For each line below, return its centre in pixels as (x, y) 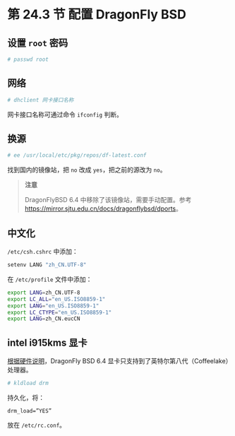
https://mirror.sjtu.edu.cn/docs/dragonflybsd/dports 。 (103, 208)
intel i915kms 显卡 (47, 342)
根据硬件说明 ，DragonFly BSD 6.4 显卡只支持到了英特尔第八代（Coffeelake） (118, 361)
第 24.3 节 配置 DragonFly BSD (97, 14)
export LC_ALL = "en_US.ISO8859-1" (56, 299)
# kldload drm (28, 383)
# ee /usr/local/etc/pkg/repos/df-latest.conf (77, 155)
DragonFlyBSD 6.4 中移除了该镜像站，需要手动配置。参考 (108, 200)
